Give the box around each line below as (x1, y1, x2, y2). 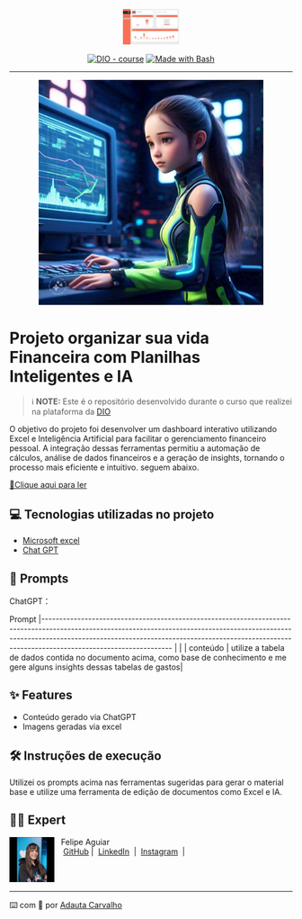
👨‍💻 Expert (9, 813, 66, 828)
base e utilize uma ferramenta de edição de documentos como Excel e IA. (9, 786, 283, 797)
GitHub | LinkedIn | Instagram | (62, 846, 186, 857)
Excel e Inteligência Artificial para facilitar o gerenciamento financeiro (9, 433, 267, 445)
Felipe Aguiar (60, 836, 111, 847)
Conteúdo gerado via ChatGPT (22, 711, 137, 722)
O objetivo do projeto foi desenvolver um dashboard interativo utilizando (9, 424, 277, 435)
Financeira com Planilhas (9, 347, 200, 367)
